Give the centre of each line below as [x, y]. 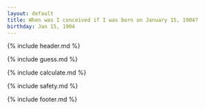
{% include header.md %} [44, 46]
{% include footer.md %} [42, 99]
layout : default [30, 13]
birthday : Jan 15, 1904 [41, 26]
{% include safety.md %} [43, 86]
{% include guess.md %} [42, 59]
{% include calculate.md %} [47, 72]
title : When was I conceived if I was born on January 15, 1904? [102, 20]
